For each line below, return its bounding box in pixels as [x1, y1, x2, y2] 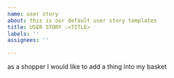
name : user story [7, 10, 59, 18]
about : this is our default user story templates [7, 17, 158, 24]
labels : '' [7, 30, 40, 38]
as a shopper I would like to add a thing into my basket [7, 62, 167, 71]
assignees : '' [7, 37, 50, 44]
